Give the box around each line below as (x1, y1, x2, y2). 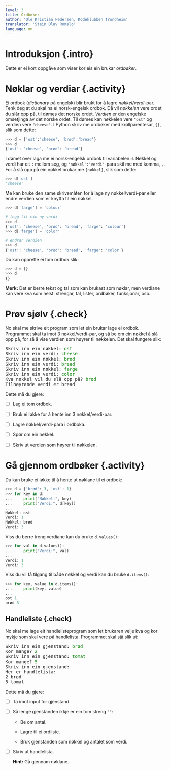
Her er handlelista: (5, 669, 57, 675)
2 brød (5, 674, 22, 680)
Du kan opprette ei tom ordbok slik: (5, 257, 79, 263)
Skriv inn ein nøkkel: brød (5, 356, 75, 362)
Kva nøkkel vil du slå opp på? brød (5, 376, 96, 382)
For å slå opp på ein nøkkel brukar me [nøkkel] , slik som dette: (5, 166, 137, 172)
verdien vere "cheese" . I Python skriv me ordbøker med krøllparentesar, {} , (5, 122, 161, 127)
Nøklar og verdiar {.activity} (5, 83, 126, 95)
